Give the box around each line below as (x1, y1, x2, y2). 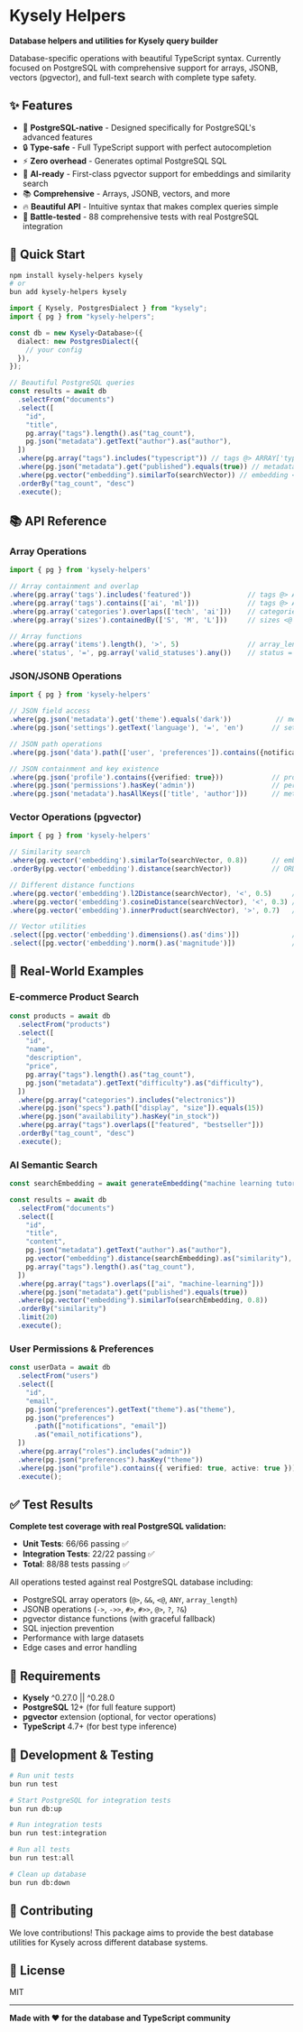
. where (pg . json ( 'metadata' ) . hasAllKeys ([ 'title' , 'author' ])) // (9, 790, 280, 799)
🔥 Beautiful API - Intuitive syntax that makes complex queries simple (22, 200, 279, 212)
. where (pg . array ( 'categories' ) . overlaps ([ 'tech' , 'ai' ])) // (9, 606, 256, 616)
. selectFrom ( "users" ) (17, 1372, 99, 1381)
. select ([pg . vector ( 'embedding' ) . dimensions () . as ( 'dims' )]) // (9, 930, 300, 939)
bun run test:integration (9, 1829, 106, 1838)
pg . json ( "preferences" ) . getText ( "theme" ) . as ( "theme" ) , (25, 1405, 236, 1414)
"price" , (25, 1062, 59, 1071)
